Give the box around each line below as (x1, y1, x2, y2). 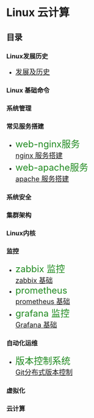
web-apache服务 (15, 162, 89, 173)
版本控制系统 (15, 355, 71, 367)
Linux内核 (6, 229, 36, 237)
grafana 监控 (15, 308, 70, 319)
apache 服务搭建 (15, 175, 69, 184)
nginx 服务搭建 (15, 151, 63, 160)
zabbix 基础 (15, 276, 53, 285)
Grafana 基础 (15, 321, 57, 330)
